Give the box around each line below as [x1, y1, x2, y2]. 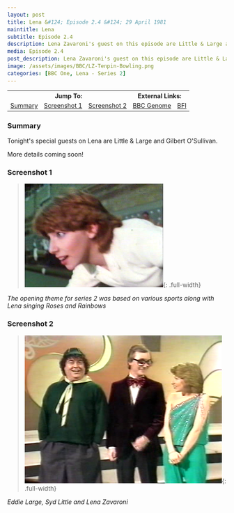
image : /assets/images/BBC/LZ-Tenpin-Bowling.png [7, 63, 155, 70]
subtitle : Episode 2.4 [7, 33, 73, 40]
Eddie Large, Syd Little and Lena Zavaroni [7, 498, 128, 506]
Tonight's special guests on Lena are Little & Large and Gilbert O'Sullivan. [7, 136, 218, 145]
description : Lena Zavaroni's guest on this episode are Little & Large [7, 40, 223, 48]
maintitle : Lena [7, 26, 54, 33]
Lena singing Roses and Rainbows [7, 301, 107, 310]
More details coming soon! [7, 150, 84, 159]
